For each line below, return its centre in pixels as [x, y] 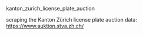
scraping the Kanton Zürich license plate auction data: [71, 20]
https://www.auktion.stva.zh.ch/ [45, 26]
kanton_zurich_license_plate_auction [51, 8]
